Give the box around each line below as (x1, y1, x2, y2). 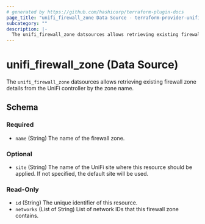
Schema (6, 102, 38, 113)
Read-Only (6, 185, 40, 193)
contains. (15, 212, 39, 220)
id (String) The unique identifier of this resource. (15, 199, 138, 206)
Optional (6, 150, 32, 158)
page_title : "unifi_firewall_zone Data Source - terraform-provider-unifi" (6, 15, 203, 21)
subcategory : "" (6, 20, 48, 26)
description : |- (6, 26, 48, 32)
